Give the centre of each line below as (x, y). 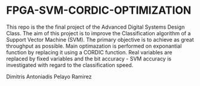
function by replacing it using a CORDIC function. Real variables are (89, 52)
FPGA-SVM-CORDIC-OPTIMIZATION (99, 10)
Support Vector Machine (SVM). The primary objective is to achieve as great (100, 39)
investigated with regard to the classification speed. (70, 65)
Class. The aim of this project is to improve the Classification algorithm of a (99, 33)
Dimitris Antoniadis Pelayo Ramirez (49, 76)
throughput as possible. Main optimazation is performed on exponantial (94, 46)
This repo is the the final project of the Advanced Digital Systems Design (96, 27)
